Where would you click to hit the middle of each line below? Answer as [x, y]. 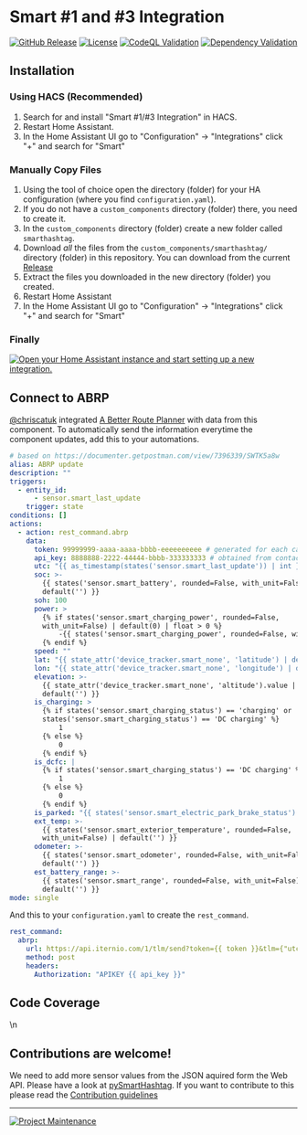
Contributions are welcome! [90, 1053]
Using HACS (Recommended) [76, 97]
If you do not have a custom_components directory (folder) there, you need [160, 208]
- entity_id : [42, 490]
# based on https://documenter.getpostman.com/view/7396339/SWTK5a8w [145, 456]
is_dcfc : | [54, 762]
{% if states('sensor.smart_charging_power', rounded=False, [161, 617]
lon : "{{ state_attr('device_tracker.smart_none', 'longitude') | [163, 668]
